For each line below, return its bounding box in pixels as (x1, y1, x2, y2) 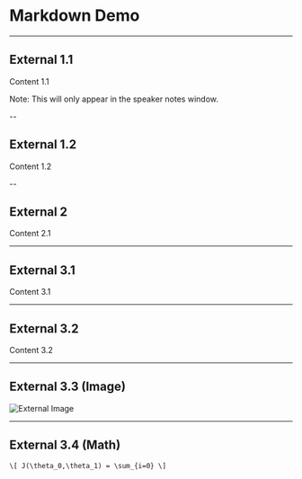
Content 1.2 (9, 161, 52, 172)
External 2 (9, 204, 68, 219)
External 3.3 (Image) (9, 379, 126, 395)
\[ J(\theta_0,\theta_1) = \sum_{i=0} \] (9, 461, 167, 470)
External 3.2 (9, 321, 79, 336)
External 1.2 (9, 137, 77, 153)
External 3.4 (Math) (9, 438, 121, 453)
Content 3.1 (9, 287, 51, 297)
